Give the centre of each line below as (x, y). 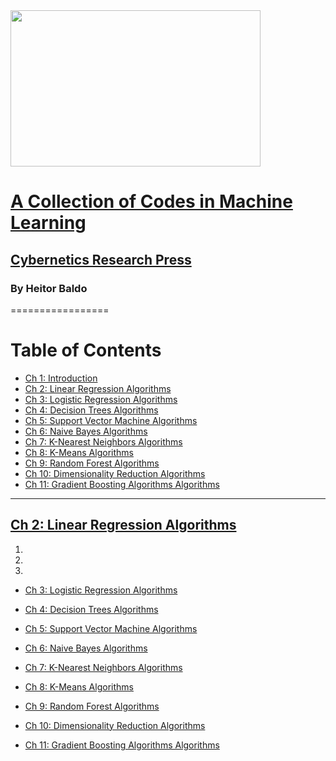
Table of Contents (86, 350)
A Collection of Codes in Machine (151, 201)
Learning (48, 223)
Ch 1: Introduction (61, 378)
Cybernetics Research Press (101, 259)
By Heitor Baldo (49, 288)
